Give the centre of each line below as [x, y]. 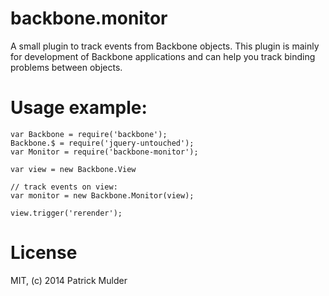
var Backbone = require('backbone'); [89, 134]
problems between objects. [66, 67]
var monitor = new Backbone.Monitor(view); [102, 195]
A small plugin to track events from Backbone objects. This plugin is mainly [165, 46]
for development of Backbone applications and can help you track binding [163, 56]
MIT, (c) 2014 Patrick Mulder [69, 280]
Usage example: [79, 108]
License [44, 253]
